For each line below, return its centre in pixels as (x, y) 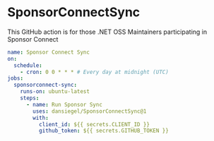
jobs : (15, 78)
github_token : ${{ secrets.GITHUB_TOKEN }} (104, 131)
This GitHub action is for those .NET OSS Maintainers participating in (107, 32)
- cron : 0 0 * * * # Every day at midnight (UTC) (95, 72)
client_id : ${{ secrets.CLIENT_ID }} (94, 124)
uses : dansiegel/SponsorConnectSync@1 (90, 111)
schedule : (28, 65)
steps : (30, 98)
